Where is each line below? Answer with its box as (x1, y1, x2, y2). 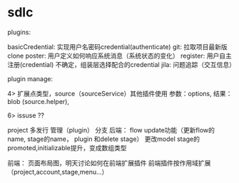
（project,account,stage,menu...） (7, 167, 108, 176)
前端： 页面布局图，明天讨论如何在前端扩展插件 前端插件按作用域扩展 (7, 158, 211, 167)
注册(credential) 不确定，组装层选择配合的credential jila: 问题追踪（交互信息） (7, 60, 235, 68)
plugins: (7, 28, 31, 36)
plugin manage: (7, 74, 54, 83)
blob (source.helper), (7, 97, 70, 105)
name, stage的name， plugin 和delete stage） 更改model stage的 (7, 135, 200, 143)
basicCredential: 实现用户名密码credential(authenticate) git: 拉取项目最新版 (7, 42, 228, 51)
